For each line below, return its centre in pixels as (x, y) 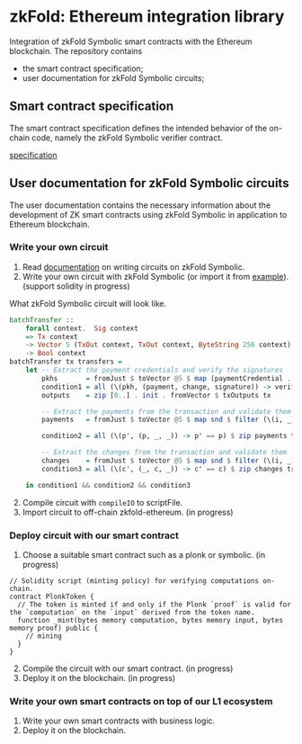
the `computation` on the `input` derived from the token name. (132, 613)
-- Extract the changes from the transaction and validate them (164, 453)
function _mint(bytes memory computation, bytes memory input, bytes (150, 621)
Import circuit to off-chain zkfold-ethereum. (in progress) (128, 512)
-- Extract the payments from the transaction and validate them (167, 411)
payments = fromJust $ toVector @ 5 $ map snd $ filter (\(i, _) (169, 420)
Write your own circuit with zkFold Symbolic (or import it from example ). (155, 276)
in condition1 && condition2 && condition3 (108, 485)
